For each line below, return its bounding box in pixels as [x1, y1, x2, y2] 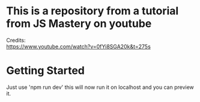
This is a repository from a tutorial [6, 4, 179, 18]
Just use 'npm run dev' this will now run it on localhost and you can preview [6, 84, 194, 91]
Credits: [6, 36, 26, 44]
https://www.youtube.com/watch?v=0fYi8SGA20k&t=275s [6, 43, 151, 50]
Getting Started [6, 64, 85, 78]
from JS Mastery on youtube [6, 17, 152, 30]
